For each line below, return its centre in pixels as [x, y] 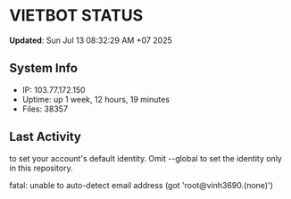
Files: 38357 [45, 109]
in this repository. [41, 168]
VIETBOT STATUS [76, 16]
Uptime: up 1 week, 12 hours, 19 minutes [96, 99]
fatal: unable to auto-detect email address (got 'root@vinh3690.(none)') [141, 185]
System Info [44, 68]
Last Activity [46, 137]
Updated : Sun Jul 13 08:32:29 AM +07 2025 [91, 40]
